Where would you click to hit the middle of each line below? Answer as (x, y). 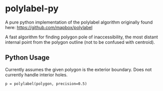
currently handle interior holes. (36, 75)
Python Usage (27, 58)
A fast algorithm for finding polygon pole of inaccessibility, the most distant (81, 37)
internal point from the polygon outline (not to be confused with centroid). (80, 42)
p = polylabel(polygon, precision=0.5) (46, 84)
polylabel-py (32, 9)
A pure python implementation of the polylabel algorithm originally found (79, 22)
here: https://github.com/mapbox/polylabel (49, 27)
